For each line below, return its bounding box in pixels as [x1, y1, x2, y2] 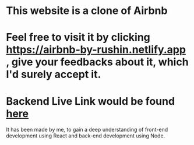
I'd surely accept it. [6, 68, 101, 81]
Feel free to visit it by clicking [6, 31, 150, 44]
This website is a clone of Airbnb [6, 4, 168, 17]
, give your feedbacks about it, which [6, 55, 189, 69]
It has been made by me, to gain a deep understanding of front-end [6, 126, 168, 133]
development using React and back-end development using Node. [6, 132, 165, 139]
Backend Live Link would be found [6, 94, 175, 108]
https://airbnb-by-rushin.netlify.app [6, 43, 186, 56]
